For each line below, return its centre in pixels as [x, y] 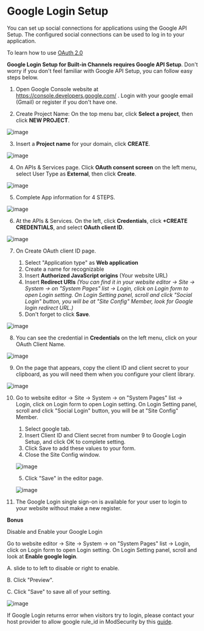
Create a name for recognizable [64, 269]
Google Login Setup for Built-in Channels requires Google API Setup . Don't [102, 64]
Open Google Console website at [57, 89]
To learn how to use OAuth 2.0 [45, 52]
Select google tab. [48, 429]
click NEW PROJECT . [42, 120]
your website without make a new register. [69, 508]
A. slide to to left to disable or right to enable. [63, 568]
